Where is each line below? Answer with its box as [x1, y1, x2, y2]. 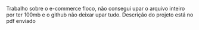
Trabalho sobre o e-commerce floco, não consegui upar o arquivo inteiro [6, 5, 185, 12]
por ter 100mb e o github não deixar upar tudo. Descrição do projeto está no [6, 11, 194, 18]
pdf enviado [6, 18, 36, 24]
